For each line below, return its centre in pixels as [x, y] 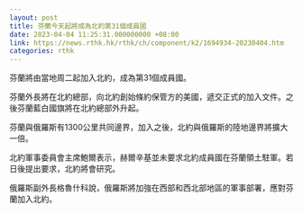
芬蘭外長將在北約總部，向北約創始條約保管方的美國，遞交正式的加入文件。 [147, 97]
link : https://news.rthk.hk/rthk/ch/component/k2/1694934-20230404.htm [147, 43]
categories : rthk [42, 51]
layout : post [34, 18]
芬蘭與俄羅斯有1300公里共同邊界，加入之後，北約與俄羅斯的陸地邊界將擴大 [149, 128]
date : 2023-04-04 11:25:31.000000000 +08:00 [94, 34]
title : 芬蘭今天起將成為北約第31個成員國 [78, 26]
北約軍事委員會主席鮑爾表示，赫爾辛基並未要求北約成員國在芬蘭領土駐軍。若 [151, 157]
